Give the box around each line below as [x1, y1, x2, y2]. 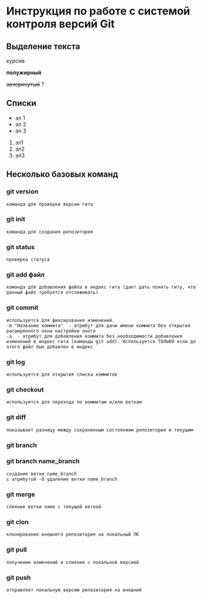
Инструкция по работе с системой [6, 4, 191, 18]
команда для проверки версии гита [6, 201, 94, 207]
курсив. [6, 57, 27, 64]
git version [6, 188, 39, 196]
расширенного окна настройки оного [6, 328, 96, 334]
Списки [6, 98, 37, 108]
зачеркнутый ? [6, 80, 44, 88]
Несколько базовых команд [6, 169, 119, 180]
